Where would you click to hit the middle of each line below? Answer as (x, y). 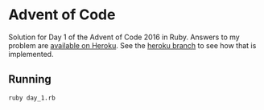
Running (30, 79)
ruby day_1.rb (32, 98)
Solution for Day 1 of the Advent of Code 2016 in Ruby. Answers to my (124, 37)
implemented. (31, 54)
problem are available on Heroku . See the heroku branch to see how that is (132, 45)
